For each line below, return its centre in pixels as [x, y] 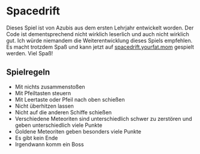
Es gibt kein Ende [36, 138]
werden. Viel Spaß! [30, 53]
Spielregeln [28, 72]
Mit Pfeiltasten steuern [43, 93]
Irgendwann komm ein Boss [49, 144]
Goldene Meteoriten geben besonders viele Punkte [78, 131]
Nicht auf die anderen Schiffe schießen [63, 112]
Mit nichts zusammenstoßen [50, 87]
